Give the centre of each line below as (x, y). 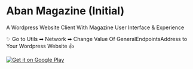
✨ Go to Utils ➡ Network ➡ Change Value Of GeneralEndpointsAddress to (97, 39)
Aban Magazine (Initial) (65, 11)
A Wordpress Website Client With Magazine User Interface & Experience (95, 27)
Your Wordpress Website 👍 (40, 46)
